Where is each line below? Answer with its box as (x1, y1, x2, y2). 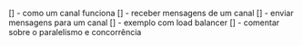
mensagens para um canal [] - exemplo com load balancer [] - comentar (8, 17, 280, 28)
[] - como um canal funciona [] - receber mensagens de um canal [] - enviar (8, 8, 294, 18)
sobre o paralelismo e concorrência (8, 27, 142, 37)
